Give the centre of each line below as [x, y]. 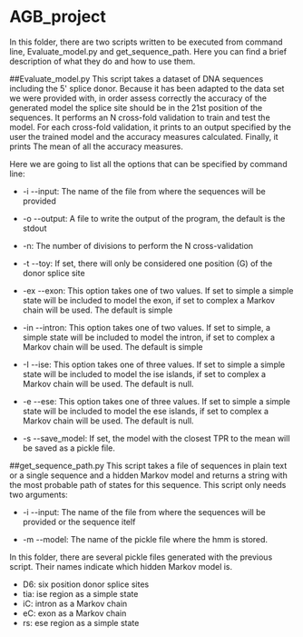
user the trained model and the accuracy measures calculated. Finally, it [144, 136]
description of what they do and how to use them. [103, 61]
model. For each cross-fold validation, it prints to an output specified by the [151, 127]
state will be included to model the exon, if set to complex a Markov [148, 300]
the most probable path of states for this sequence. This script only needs [148, 484]
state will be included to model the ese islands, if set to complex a [146, 411]
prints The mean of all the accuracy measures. [97, 146]
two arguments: [39, 494]
